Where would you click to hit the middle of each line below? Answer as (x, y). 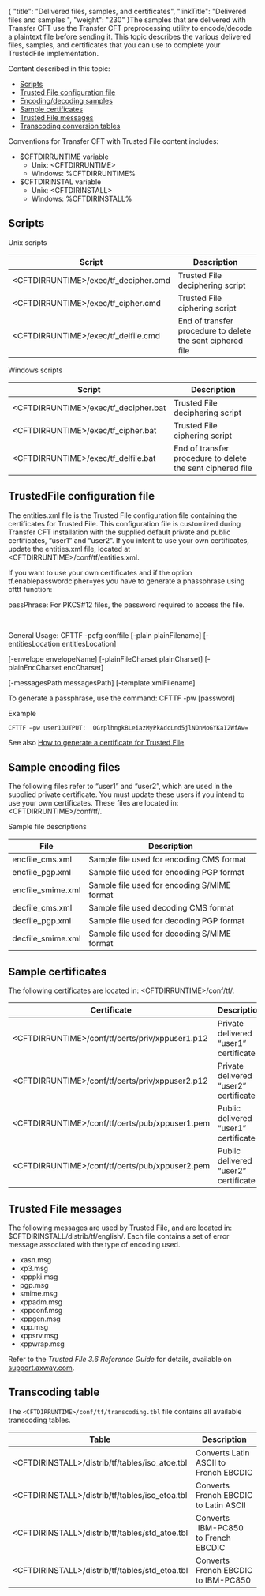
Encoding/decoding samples (66, 101)
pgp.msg (34, 1285)
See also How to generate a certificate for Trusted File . (97, 742)
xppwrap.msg (42, 1344)
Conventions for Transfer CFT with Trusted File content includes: (114, 141)
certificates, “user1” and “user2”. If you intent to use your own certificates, (129, 540)
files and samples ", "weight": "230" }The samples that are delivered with (127, 20)
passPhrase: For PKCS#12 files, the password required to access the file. (127, 605)
